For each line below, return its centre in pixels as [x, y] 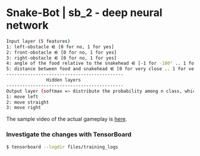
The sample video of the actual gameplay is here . [67, 119]
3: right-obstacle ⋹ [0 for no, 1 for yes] [62, 58]
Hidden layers [64, 80]
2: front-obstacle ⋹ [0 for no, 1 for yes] [62, 52]
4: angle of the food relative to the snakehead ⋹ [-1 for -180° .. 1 [96, 63]
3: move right [24, 108]
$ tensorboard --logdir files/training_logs [62, 147]
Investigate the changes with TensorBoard [69, 135]
